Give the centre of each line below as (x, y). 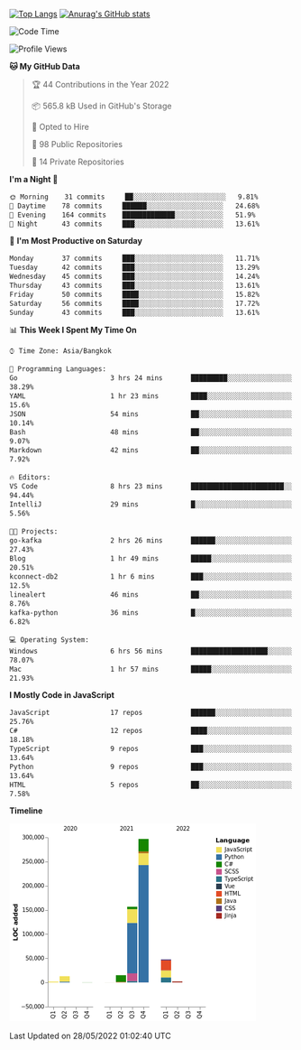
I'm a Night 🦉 (34, 179)
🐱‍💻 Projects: (34, 532)
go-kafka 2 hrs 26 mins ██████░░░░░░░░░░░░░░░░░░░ (151, 541)
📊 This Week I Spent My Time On (73, 330)
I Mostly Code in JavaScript (62, 695)
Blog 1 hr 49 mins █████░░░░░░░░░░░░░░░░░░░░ (151, 559)
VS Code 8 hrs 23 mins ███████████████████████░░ (151, 487)
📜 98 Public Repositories (77, 144)
